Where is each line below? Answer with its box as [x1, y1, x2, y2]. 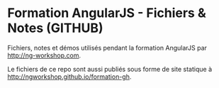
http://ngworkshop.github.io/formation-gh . [7, 72, 132, 81]
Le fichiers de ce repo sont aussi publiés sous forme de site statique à [7, 65, 213, 73]
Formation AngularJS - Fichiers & [7, 5, 207, 21]
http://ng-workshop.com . [7, 51, 82, 60]
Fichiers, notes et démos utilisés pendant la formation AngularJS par [7, 43, 208, 52]
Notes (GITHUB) [7, 20, 104, 36]
